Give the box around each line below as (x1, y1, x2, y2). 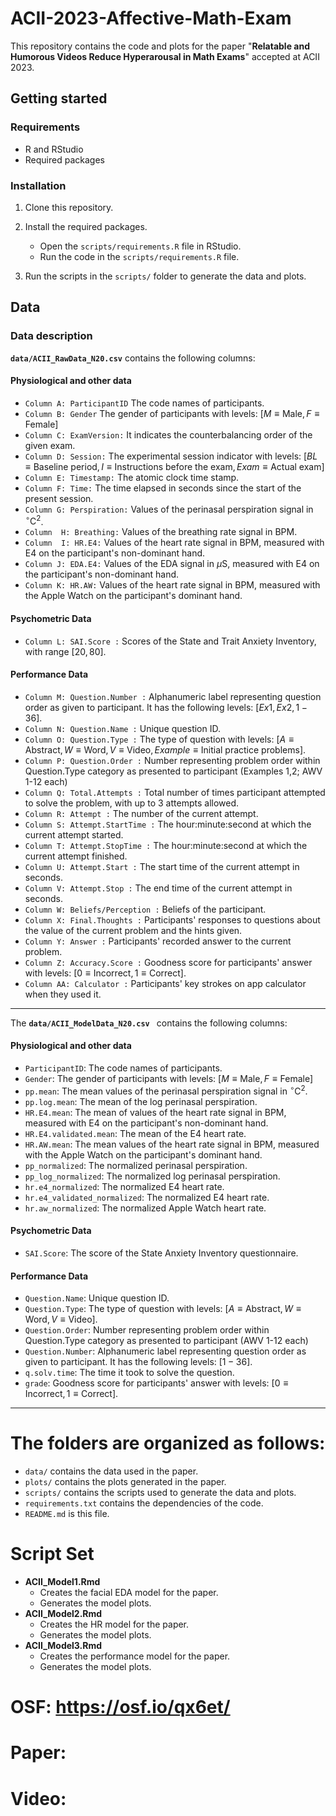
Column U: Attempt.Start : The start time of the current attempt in (24, 860, 300, 872)
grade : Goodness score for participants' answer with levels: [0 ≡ (24, 1377, 289, 1389)
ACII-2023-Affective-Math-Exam (10, 7, 292, 30)
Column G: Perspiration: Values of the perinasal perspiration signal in (24, 503, 314, 515)
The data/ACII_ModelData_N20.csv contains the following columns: (10, 1017, 288, 1029)
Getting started (10, 90, 108, 107)
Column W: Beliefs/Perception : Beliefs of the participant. (24, 903, 267, 915)
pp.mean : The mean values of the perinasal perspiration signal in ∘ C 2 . (24, 1083, 308, 1097)
